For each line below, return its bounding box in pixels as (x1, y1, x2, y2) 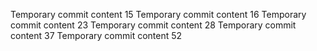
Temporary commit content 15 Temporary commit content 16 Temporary (10, 9, 307, 20)
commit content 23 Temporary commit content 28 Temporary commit (10, 19, 297, 31)
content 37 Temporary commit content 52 (10, 30, 183, 41)
